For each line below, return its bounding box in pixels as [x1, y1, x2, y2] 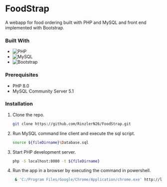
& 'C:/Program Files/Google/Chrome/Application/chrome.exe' [14, 177, 143, 182]
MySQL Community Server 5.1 [12, 88, 74, 94]
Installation [5, 100, 33, 107]
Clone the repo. [12, 111, 45, 117]
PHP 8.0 [12, 83, 29, 89]
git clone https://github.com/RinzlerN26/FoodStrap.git [12, 121, 131, 126]
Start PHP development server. [12, 149, 76, 155]
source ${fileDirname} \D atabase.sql [12, 140, 89, 145]
